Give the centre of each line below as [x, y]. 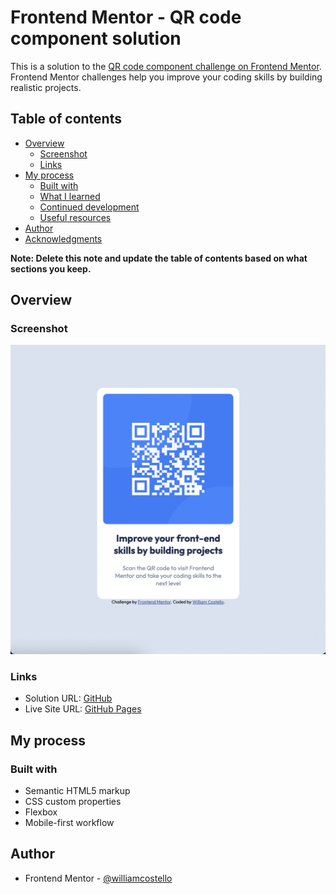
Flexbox [41, 812]
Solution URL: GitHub [68, 698]
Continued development [89, 207]
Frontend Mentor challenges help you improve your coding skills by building [166, 77]
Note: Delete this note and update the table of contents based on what [159, 258]
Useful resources [75, 217]
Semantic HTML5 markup [77, 791]
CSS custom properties [73, 802]
